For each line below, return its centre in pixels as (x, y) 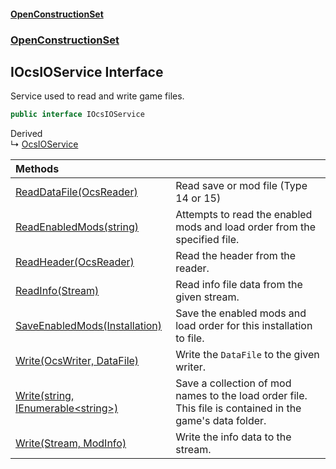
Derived (26, 134)
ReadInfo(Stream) (57, 291)
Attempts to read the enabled (244, 215)
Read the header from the (236, 256)
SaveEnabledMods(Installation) (89, 326)
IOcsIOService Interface (87, 71)
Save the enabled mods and (241, 313)
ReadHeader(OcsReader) (75, 262)
